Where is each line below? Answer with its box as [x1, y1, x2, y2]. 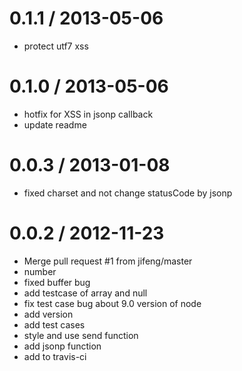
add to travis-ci [23, 350, 87, 362]
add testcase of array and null [23, 287, 148, 299]
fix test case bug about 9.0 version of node [23, 297, 202, 309]
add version [23, 308, 74, 320]
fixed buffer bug [23, 276, 91, 288]
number [23, 265, 57, 277]
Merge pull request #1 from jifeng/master [23, 255, 193, 267]
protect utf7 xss [23, 40, 89, 52]
